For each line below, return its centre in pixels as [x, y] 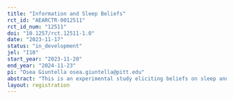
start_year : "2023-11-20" [45, 59]
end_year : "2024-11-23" [42, 66]
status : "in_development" [45, 46]
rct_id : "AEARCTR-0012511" [46, 20]
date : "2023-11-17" [36, 40]
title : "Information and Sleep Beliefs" [67, 14]
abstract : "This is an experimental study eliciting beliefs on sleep [112, 78]
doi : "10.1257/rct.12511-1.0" [51, 33]
